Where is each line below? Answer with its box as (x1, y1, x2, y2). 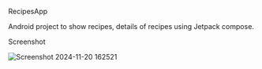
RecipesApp (8, 7, 48, 16)
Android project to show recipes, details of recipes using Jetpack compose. (8, 22, 255, 31)
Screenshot (8, 37, 46, 46)
